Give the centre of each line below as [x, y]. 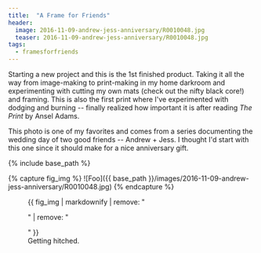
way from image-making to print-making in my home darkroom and [117, 82]
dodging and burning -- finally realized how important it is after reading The [130, 108]
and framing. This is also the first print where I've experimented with [118, 99]
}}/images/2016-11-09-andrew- [199, 178]
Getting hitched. [54, 241]
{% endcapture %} [144, 187]
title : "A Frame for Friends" [59, 15]
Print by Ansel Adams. [44, 116]
